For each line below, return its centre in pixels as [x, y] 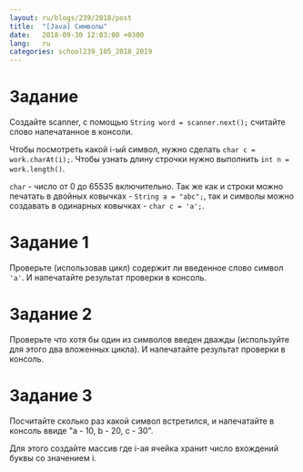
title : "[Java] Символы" [58, 26]
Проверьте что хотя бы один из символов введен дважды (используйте [149, 339]
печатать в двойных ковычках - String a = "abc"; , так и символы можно [151, 196]
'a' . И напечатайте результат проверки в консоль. [108, 277]
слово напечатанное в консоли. [71, 132]
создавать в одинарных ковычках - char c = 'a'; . [107, 206]
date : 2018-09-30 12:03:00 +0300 [77, 35]
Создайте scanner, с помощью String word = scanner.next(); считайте [148, 122]
